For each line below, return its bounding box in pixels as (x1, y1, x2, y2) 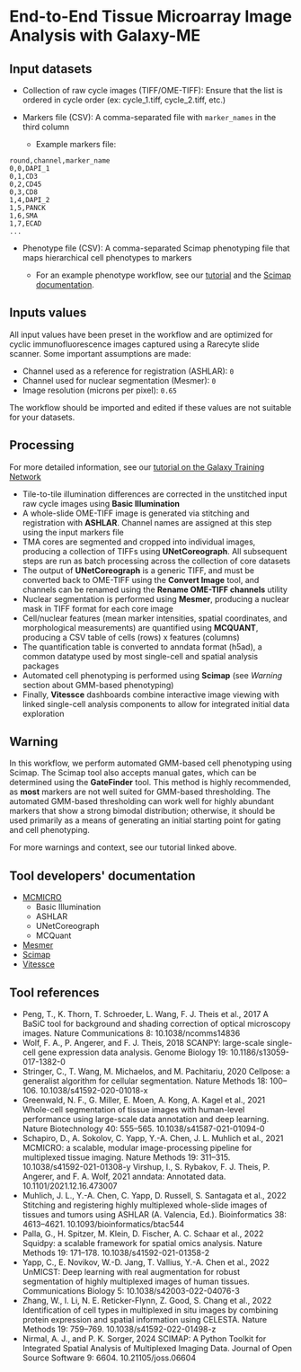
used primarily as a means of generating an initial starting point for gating (9, 815, 281, 826)
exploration (22, 708, 65, 719)
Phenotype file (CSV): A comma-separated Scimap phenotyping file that (22, 243, 290, 253)
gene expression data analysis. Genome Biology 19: (37, 1047, 229, 1058)
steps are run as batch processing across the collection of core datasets (22, 555, 291, 566)
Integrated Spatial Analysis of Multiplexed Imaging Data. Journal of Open (22, 1343, 292, 1354)
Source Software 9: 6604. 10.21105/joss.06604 (22, 1352, 196, 1363)
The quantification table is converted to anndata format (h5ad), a (22, 641, 262, 652)
